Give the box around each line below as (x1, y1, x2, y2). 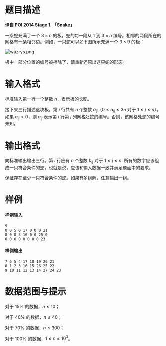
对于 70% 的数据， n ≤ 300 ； (5, 325, 65, 331)
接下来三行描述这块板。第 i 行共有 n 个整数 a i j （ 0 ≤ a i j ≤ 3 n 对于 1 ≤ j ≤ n (5, 106, 155, 114)
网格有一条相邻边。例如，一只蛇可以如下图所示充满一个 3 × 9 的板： (5, 38, 145, 45)
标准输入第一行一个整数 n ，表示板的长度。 (5, 96, 92, 102)
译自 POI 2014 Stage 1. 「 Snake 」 (5, 22, 75, 28)
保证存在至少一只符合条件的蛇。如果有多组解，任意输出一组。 (5, 175, 132, 181)
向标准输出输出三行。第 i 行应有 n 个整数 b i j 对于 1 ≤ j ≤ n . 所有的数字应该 (5, 158, 155, 165)
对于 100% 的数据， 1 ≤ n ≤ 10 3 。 (5, 335, 73, 342)
